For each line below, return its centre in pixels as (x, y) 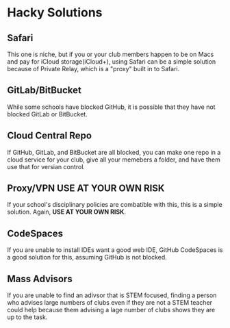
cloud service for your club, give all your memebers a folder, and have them (114, 160)
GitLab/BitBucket (44, 90)
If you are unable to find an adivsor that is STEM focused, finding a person (112, 295)
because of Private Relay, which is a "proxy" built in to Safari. (93, 69)
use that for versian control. (46, 166)
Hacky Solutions (55, 13)
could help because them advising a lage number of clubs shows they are (111, 310)
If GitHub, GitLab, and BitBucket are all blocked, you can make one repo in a (114, 152)
